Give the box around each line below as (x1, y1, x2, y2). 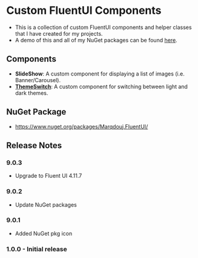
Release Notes (6, 140, 62, 150)
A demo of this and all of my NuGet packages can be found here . (15, 36, 177, 44)
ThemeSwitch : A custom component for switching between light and (15, 83, 188, 90)
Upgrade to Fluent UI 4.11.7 (15, 172, 82, 179)
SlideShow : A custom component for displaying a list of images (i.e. (15, 70, 185, 77)
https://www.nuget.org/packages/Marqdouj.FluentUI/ (15, 123, 148, 130)
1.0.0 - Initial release (6, 245, 68, 253)
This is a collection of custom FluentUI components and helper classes (15, 24, 192, 31)
